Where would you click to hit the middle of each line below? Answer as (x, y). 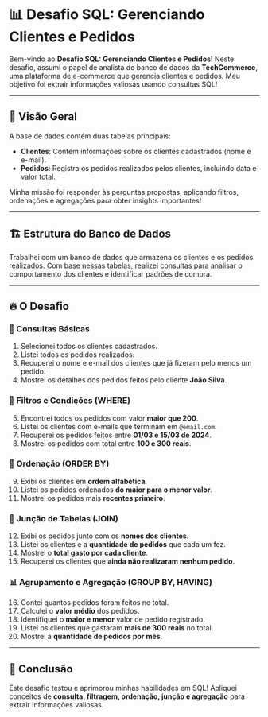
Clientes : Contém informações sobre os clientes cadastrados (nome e (136, 151)
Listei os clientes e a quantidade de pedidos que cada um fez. (123, 545)
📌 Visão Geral (43, 116)
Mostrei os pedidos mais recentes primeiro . (93, 498)
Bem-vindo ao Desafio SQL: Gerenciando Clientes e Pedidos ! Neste (122, 59)
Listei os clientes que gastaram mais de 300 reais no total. (117, 628)
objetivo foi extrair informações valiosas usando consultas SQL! (113, 84)
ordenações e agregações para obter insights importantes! (105, 200)
